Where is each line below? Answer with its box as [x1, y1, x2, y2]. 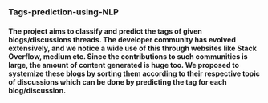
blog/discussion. [8, 85, 67, 95]
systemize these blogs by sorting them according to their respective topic [8, 69, 261, 78]
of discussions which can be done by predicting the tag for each [8, 77, 227, 86]
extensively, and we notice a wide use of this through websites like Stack [8, 43, 257, 53]
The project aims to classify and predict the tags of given [8, 26, 202, 36]
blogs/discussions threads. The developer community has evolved [8, 34, 237, 44]
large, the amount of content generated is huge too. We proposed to [8, 60, 239, 69]
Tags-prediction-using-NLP [8, 6, 119, 18]
